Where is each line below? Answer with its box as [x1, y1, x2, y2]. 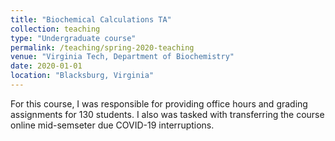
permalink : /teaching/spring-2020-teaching [10, 42, 195, 53]
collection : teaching [10, 24, 101, 34]
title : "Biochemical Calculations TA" [10, 14, 172, 25]
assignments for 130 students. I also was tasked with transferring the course [10, 108, 325, 120]
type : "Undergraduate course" [10, 33, 137, 43]
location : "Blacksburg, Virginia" [10, 71, 155, 81]
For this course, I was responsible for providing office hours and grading [10, 97, 308, 110]
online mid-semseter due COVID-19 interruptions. [10, 119, 215, 131]
